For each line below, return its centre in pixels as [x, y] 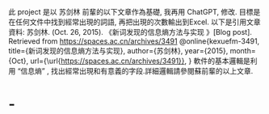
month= [243, 51]
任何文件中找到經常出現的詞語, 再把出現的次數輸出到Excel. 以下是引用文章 [138, 22]
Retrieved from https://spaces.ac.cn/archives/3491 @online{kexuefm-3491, [134, 41]
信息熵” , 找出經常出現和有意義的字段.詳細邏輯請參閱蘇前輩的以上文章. [137, 71]
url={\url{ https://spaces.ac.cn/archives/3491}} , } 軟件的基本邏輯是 [140, 61]
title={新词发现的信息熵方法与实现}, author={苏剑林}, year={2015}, [118, 51]
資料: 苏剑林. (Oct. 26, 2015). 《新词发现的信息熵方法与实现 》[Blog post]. [130, 32]
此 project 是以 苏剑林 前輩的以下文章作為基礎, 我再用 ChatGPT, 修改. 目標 [131, 12]
